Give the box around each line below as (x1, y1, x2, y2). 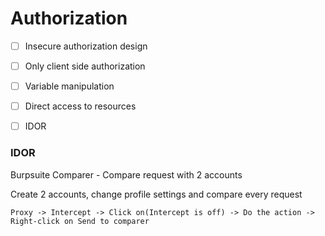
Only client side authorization (24, 60, 146, 72)
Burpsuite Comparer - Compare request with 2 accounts (10, 168, 243, 181)
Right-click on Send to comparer (10, 216, 150, 226)
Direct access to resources (24, 100, 137, 112)
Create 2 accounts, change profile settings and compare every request (10, 188, 303, 200)
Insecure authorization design (24, 40, 148, 52)
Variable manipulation (24, 80, 115, 92)
